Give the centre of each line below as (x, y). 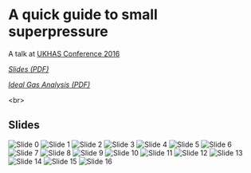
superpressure (59, 31)
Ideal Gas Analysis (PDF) (49, 85)
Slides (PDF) (29, 69)
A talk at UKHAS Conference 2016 (64, 53)
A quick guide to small (83, 15)
